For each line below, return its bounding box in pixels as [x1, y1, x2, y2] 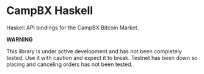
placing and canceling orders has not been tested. [6, 61, 133, 68]
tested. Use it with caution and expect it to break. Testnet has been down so [6, 54, 198, 61]
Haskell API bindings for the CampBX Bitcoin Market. [6, 24, 139, 31]
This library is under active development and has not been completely [6, 47, 182, 55]
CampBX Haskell [6, 4, 93, 18]
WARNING [6, 35, 33, 43]
